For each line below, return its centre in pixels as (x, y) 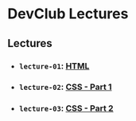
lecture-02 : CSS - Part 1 (65, 87)
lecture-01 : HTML (54, 66)
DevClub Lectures (68, 14)
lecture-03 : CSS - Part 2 (66, 108)
